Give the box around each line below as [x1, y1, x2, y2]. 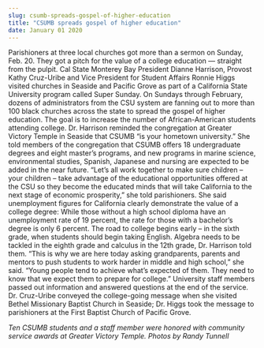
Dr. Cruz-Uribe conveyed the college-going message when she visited [8, 291, 238, 301]
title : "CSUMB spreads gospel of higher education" [8, 19, 181, 27]
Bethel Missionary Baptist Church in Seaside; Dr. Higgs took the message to [8, 299, 255, 309]
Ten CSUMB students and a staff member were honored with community [8, 323, 245, 332]
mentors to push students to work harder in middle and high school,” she [8, 257, 245, 267]
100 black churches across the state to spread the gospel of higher [8, 107, 226, 116]
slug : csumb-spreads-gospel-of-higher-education [8, 11, 171, 20]
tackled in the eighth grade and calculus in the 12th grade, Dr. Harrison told [8, 241, 252, 250]
